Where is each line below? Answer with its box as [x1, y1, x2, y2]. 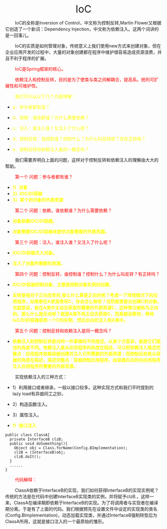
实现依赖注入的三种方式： [14, 374, 68, 379]
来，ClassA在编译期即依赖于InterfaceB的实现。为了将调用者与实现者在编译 [5, 500, 159, 506]
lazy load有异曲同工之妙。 [12, 391, 66, 396]
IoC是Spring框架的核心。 [14, 66, 66, 72]
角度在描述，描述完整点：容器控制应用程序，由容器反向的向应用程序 [21, 357, 161, 363]
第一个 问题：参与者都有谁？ [14, 174, 73, 179]
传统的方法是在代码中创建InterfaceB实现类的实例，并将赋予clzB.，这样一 [5, 494, 154, 499]
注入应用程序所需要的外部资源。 [12, 363, 78, 369]
